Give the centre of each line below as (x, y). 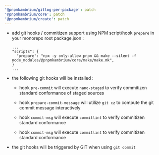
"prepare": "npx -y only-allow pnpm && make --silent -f (77, 56)
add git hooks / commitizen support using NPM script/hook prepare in (83, 33)
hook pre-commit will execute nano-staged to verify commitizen (83, 88)
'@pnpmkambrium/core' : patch (35, 14)
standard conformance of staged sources (62, 93)
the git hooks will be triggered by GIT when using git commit (74, 147)
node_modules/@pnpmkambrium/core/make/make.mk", (63, 60)
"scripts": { (25, 52)
